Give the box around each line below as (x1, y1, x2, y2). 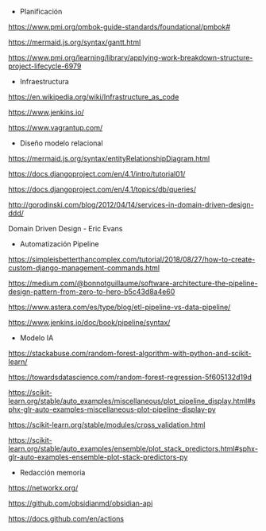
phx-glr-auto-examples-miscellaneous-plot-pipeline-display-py (8, 405, 216, 414)
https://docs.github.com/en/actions (8, 514, 125, 523)
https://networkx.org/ (8, 483, 79, 492)
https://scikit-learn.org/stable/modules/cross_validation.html (8, 421, 206, 429)
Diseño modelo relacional (19, 138, 103, 148)
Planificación (19, 7, 63, 16)
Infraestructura (19, 77, 69, 86)
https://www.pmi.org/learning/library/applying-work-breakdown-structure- (8, 53, 253, 62)
